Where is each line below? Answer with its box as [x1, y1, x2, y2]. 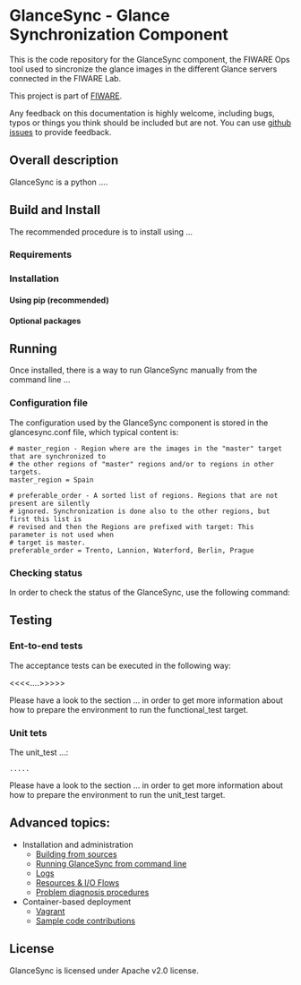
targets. [9, 467, 42, 476]
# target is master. [9, 538, 87, 547]
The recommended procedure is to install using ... [9, 226, 193, 237]
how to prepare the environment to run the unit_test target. [9, 789, 226, 800]
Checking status [9, 566, 83, 578]
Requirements [9, 248, 73, 261]
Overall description [9, 153, 119, 168]
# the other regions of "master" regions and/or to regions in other [9, 459, 275, 468]
